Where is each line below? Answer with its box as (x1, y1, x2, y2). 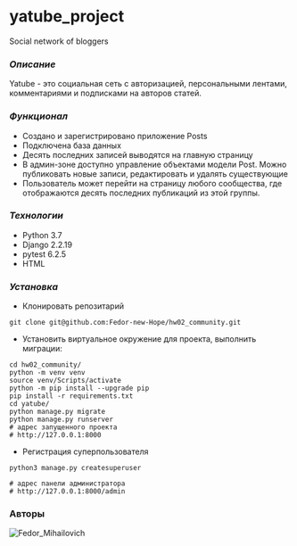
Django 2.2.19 (21, 239, 73, 250)
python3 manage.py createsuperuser (9, 464, 142, 473)
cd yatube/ (9, 400, 50, 409)
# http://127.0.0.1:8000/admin (9, 487, 126, 496)
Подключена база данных (21, 140, 122, 151)
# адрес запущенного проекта (9, 423, 118, 432)
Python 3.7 (21, 229, 62, 240)
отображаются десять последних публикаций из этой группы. (21, 187, 260, 198)
